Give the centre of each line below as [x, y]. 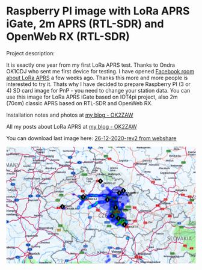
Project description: [31, 53]
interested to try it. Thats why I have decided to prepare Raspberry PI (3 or [99, 84]
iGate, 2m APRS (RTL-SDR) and [85, 24]
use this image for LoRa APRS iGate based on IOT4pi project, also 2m [92, 97]
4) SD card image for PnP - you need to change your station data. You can [98, 90]
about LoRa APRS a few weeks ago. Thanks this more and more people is [97, 78]
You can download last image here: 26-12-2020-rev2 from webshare [91, 138]
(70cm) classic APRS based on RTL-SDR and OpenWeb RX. [80, 103]
